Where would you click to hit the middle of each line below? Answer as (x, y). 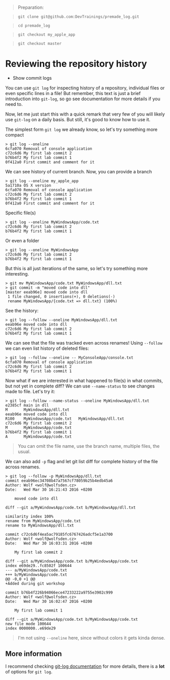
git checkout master (40, 43)
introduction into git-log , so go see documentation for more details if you (83, 99)
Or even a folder (22, 240)
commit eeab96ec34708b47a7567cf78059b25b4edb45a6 (59, 481)
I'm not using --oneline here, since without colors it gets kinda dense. (91, 638)
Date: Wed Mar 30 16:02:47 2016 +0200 (49, 601)
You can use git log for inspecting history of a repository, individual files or (85, 88)
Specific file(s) (21, 213)
